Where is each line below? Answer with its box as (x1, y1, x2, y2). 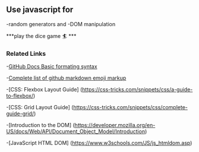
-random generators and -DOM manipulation (6, 20, 116, 27)
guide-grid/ (6, 110, 34, 118)
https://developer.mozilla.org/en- (74, 122, 156, 129)
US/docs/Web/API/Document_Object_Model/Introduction (6, 128, 146, 135)
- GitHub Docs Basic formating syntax (6, 63, 97, 70)
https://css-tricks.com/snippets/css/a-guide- (82, 86, 193, 93)
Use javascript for (6, 5, 74, 15)
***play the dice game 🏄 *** (6, 32, 77, 39)
